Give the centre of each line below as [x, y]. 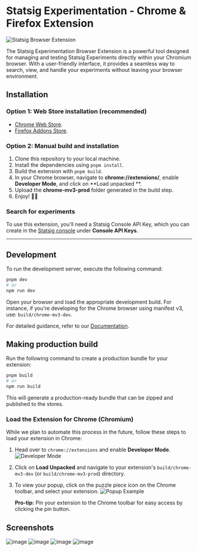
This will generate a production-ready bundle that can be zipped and [90, 398]
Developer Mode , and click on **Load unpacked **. [78, 183]
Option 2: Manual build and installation [62, 146]
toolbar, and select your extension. [57, 491]
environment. [22, 76]
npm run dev [21, 291]
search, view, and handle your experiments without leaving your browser [94, 70]
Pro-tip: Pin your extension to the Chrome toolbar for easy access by [98, 503]
